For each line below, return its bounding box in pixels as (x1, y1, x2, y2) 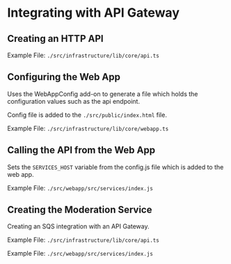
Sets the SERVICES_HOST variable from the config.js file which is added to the (7, 162, 224, 171)
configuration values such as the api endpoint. (7, 97, 141, 105)
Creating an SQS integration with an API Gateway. (7, 222, 150, 231)
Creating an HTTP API (7, 33, 104, 45)
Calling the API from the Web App (7, 144, 155, 156)
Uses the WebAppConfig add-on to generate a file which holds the (7, 89, 198, 98)
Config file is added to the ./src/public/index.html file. (7, 110, 167, 119)
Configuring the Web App (7, 71, 120, 83)
